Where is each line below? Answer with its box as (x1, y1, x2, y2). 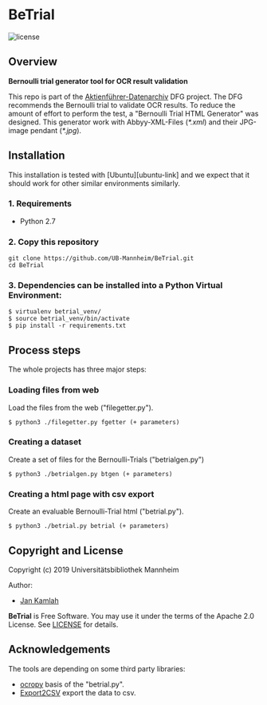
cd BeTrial (8, 262, 45, 270)
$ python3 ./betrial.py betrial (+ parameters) (8, 522, 170, 530)
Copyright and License (8, 544, 124, 557)
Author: (8, 580, 33, 589)
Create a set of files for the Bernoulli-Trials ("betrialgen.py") (8, 455, 205, 464)
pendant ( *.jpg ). (30, 125, 82, 135)
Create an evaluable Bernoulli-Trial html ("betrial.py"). (8, 506, 185, 516)
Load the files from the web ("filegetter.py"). (8, 403, 154, 412)
